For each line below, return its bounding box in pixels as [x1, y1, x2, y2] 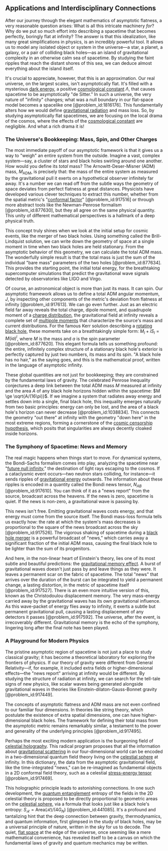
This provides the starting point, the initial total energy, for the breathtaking [5, 265, 160, 271]
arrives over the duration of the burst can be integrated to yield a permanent [5, 577, 163, 583]
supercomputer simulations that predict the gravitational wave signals [5, 270, 149, 276]
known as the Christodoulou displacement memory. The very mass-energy [5, 593, 160, 599]
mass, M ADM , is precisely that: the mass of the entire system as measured [5, 168, 158, 175]
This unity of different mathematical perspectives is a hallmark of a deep [5, 212, 155, 218]
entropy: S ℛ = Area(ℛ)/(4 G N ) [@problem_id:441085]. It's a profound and [5, 806, 156, 814]
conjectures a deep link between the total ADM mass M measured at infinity [5, 383, 162, 389]
